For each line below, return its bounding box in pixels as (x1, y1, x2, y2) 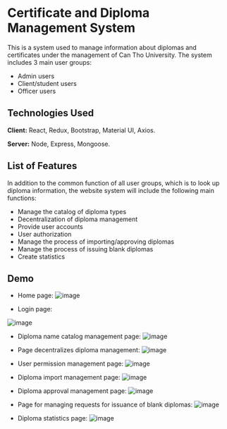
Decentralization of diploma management (17, 215, 138, 223)
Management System (7, 20, 136, 36)
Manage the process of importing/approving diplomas (17, 237, 175, 246)
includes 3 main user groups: (7, 58, 92, 66)
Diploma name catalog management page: (17, 332, 141, 341)
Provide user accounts (17, 222, 83, 230)
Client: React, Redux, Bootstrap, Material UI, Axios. (7, 125, 156, 135)
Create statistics (17, 252, 66, 261)
